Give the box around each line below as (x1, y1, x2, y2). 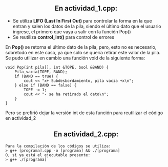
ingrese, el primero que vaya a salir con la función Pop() (12, 28, 132, 35)
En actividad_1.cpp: (54, 4, 118, 13)
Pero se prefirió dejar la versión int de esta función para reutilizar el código (5, 110, 163, 116)
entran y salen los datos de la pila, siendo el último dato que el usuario (12, 23, 161, 29)
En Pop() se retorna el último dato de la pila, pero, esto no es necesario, (5, 44, 157, 50)
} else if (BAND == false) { (14, 82, 77, 88)
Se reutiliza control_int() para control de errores (12, 34, 114, 40)
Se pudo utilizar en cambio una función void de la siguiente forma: (5, 55, 145, 61)
